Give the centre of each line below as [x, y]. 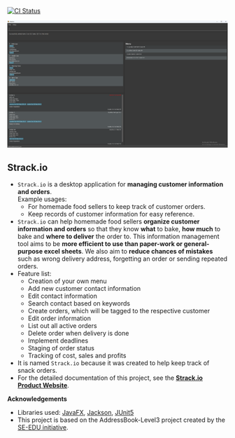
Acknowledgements [37, 399]
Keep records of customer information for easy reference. [111, 214]
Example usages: [42, 199]
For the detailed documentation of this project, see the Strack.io [110, 378]
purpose [30, 251]
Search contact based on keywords [79, 303]
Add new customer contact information [84, 288]
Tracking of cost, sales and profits [77, 355]
